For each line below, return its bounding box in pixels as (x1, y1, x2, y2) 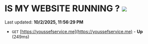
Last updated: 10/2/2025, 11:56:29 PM (4, 19, 83, 25)
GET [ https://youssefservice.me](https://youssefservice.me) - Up (11, 28, 143, 34)
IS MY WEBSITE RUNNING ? (4, 3, 120, 14)
